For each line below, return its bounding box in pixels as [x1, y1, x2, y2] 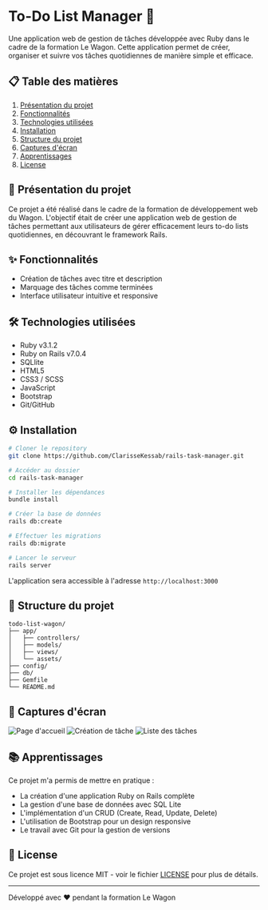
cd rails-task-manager [8, 474, 84, 482]
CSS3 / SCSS [19, 375, 64, 384]
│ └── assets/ [8, 655, 62, 663]
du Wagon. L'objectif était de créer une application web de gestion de [8, 212, 238, 222]
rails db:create [8, 518, 62, 526]
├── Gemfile [8, 676, 48, 684]
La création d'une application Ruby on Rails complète [19, 791, 195, 800]
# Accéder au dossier [8, 466, 81, 475]
